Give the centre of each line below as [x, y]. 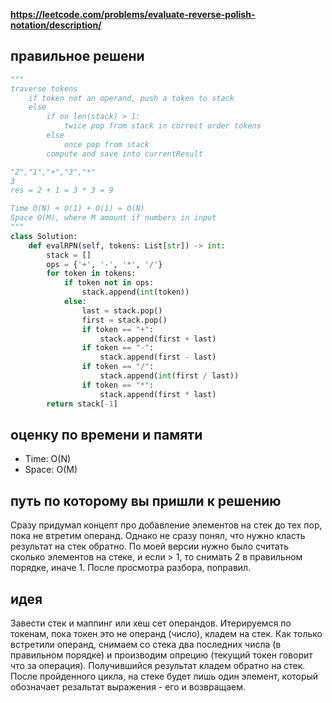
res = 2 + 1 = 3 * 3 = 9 [62, 190]
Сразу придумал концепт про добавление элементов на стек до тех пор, [166, 525]
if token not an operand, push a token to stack [131, 98]
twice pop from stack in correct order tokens [162, 126]
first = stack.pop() [124, 320]
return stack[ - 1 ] [82, 404]
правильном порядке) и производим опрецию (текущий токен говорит [161, 655]
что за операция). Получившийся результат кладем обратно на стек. [158, 665]
